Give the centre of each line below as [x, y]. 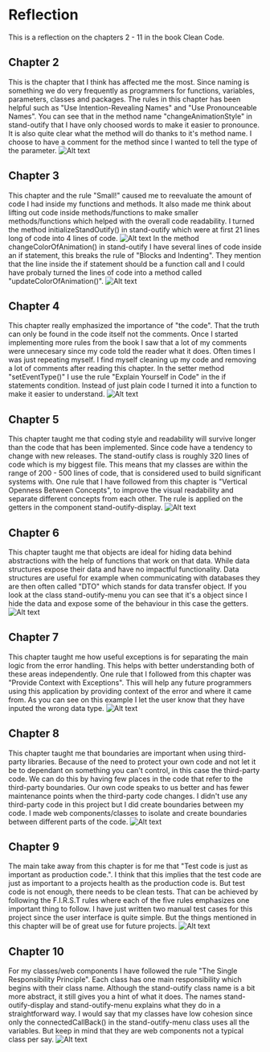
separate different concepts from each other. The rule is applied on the [126, 499]
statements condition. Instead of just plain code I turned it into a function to [133, 385]
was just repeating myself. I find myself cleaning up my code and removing [133, 360]
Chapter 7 [33, 637]
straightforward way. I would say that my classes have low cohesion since [131, 1014]
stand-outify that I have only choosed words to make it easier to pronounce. [134, 125]
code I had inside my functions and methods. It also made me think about [130, 204]
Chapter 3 [34, 176]
